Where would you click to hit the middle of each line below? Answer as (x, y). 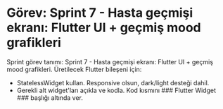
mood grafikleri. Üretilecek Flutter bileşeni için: (74, 69)
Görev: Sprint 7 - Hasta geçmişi (100, 13)
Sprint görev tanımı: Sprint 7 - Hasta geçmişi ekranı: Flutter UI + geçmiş (110, 61)
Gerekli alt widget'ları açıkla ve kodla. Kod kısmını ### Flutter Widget (116, 90)
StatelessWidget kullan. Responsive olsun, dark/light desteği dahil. (113, 82)
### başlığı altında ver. (50, 97)
